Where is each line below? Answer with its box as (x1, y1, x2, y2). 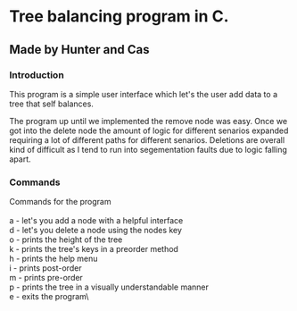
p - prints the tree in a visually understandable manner (9, 282, 210, 292)
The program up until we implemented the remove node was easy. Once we (9, 115, 288, 126)
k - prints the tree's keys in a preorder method (9, 244, 178, 255)
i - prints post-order (9, 263, 82, 273)
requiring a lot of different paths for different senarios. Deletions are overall (9, 134, 285, 145)
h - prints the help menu (9, 253, 98, 265)
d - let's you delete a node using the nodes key (9, 225, 183, 236)
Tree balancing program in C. (9, 6, 229, 27)
